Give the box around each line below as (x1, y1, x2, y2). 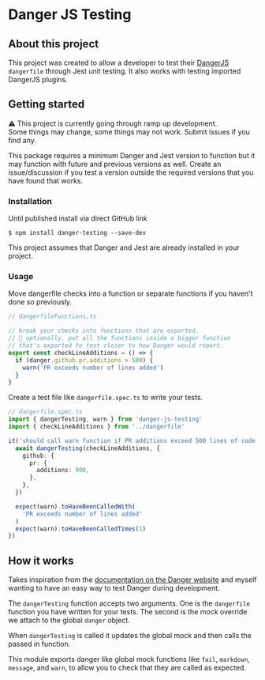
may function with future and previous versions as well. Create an (8, 159, 222, 168)
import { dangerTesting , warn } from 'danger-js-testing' (8, 415, 203, 424)
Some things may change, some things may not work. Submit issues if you (8, 127, 250, 136)
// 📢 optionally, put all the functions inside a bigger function (8, 334, 231, 342)
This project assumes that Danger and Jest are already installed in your (8, 243, 240, 252)
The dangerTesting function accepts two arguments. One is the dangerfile (8, 599, 251, 608)
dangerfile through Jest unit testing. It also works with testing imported (8, 66, 241, 76)
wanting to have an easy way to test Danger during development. (8, 584, 220, 593)
